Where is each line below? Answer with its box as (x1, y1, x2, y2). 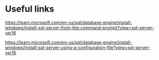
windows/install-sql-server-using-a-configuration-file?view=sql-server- (5, 44, 151, 50)
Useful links (5, 3, 55, 15)
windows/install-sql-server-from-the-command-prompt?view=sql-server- (5, 24, 155, 30)
